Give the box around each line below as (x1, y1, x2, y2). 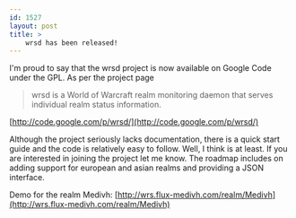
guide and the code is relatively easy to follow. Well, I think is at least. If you (9, 144, 288, 154)
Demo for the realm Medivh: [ (9, 189, 118, 200)
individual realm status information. (30, 100, 161, 110)
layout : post (9, 22, 58, 31)
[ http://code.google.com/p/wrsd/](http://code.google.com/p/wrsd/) (9, 117, 259, 127)
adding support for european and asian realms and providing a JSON (9, 162, 265, 173)
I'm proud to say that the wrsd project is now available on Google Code (9, 63, 272, 74)
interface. (9, 172, 45, 183)
